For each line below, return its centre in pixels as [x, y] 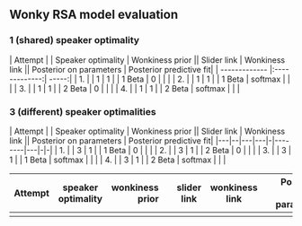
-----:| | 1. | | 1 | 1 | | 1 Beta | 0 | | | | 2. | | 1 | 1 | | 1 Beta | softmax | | [169, 79]
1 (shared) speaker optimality [75, 40]
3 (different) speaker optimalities [83, 111]
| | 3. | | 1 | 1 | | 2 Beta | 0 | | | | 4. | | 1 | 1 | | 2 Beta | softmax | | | [124, 88]
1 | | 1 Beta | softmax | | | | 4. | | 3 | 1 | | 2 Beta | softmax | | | [118, 160]
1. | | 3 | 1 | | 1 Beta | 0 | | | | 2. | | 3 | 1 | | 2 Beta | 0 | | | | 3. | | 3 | [176, 150]
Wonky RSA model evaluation [93, 15]
